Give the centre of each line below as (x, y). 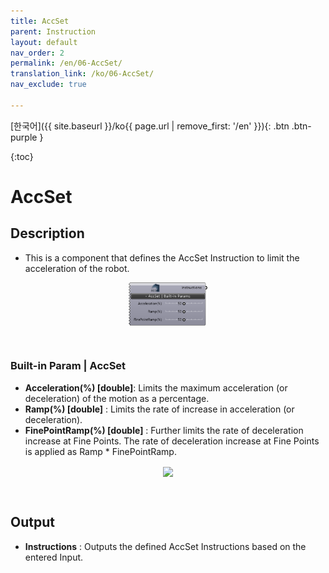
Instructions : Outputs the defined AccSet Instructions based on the (165, 546)
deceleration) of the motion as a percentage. (117, 398)
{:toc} (22, 156)
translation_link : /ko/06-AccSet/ (82, 74)
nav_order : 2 (37, 53)
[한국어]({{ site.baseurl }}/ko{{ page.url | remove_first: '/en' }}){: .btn (150, 126)
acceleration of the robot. (77, 268)
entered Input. (54, 557)
